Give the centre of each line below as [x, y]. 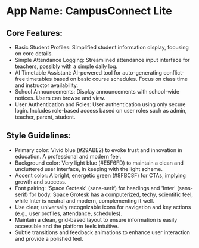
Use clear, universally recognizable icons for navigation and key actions [103, 207]
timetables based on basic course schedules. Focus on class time [107, 79]
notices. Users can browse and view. [60, 98]
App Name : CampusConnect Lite [89, 11]
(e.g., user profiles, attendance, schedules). [68, 213]
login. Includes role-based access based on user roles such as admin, [101, 111]
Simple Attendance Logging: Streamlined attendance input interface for [102, 60]
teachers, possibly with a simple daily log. [66, 66]
